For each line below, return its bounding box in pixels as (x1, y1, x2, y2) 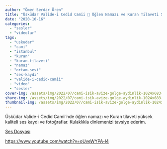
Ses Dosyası (5, 129, 31, 135)
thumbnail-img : (5, 100, 37, 105)
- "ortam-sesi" (9, 68, 41, 73)
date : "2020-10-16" (5, 16, 46, 21)
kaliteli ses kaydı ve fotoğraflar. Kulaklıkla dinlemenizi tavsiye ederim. (5, 119, 146, 125)
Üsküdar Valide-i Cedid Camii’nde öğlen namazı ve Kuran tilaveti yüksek (5, 114, 153, 120)
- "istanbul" (9, 49, 37, 54)
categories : (5, 21, 30, 26)
